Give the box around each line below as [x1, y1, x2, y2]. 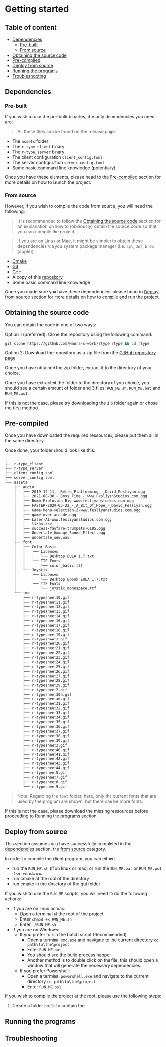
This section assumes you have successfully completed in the [5, 841, 132, 847]
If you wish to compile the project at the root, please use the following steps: [5, 993, 162, 999]
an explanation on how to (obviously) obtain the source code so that [17, 223, 157, 229]
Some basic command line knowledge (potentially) [12, 165, 116, 171]
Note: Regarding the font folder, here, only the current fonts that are [17, 793, 157, 799]
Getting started [5, 3, 69, 15]
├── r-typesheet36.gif [23, 724, 70, 729]
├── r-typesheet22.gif [23, 650, 70, 655]
